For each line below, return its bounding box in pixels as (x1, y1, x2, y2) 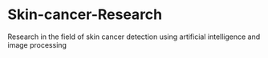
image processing (7, 40, 67, 49)
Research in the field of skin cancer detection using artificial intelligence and (7, 32, 261, 41)
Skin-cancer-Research (7, 6, 162, 24)
